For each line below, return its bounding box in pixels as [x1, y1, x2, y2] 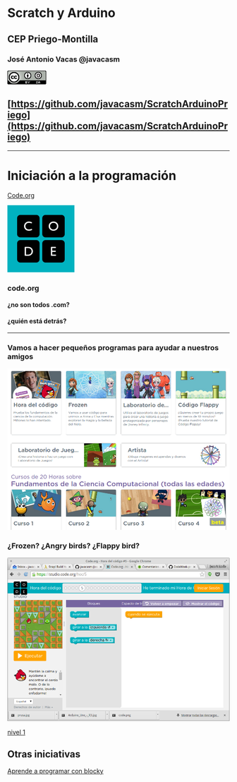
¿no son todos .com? [7, 301, 71, 309]
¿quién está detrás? [7, 316, 67, 325]
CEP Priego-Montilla [7, 33, 99, 45]
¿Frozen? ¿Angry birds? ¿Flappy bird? [7, 541, 140, 551]
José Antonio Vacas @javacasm [7, 54, 121, 64]
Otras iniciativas [7, 748, 81, 760]
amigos [7, 351, 34, 361]
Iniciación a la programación [7, 167, 176, 184]
